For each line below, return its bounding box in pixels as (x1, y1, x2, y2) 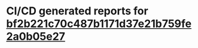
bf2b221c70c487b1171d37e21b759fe (6, 17, 192, 31)
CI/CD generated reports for (6, 4, 148, 18)
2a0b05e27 (6, 30, 66, 43)
